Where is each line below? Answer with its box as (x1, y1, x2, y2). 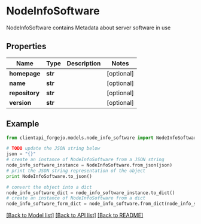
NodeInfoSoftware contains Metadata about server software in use (6, 24, 171, 31)
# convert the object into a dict (6, 184, 93, 190)
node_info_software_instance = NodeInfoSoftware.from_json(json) (6, 162, 172, 168)
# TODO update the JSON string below (6, 146, 100, 152)
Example (6, 119, 39, 129)
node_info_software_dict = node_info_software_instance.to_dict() (6, 190, 175, 196)
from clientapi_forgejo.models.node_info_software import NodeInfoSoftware (6, 135, 199, 141)
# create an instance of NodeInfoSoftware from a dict (6, 195, 146, 201)
